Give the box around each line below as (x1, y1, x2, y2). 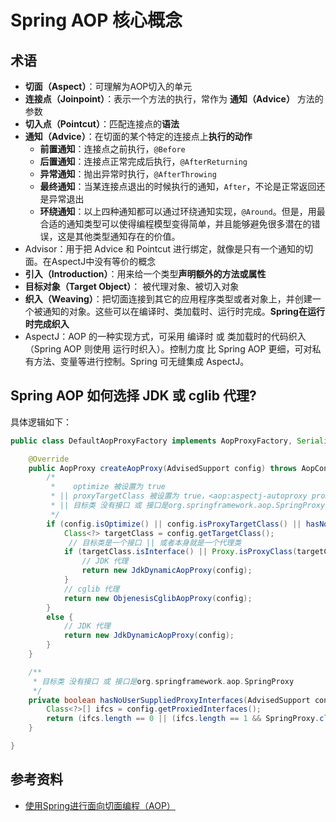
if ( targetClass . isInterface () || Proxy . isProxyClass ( (63, 547, 298, 557)
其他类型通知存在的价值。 (74, 231, 181, 242)
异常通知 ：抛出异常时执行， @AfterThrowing (39, 168, 217, 180)
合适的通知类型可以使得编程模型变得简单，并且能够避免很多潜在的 (39, 218, 312, 230)
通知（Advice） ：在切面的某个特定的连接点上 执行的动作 (24, 131, 253, 142)
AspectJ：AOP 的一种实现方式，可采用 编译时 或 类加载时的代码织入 (24, 331, 307, 342)
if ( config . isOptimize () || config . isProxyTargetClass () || (46, 519, 302, 529)
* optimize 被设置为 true (50, 482, 167, 492)
